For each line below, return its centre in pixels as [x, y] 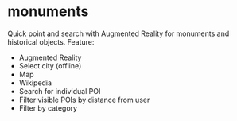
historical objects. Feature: [51, 41]
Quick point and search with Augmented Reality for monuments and [118, 33]
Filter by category [48, 108]
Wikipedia [35, 83]
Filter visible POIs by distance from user [84, 100]
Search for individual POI [60, 91]
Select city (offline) [50, 65]
